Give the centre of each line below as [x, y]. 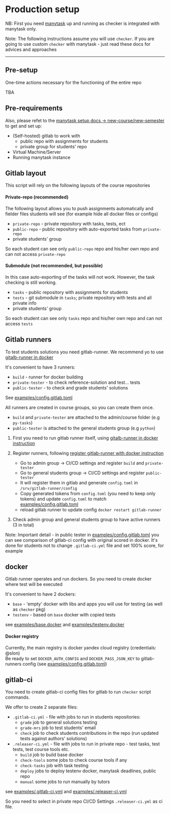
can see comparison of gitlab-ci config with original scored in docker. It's [81, 540]
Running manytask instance [41, 157]
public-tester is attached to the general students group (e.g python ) [84, 428]
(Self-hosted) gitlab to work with [46, 136]
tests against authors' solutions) [54, 739]
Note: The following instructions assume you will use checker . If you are [80, 39]
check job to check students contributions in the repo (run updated [89, 733]
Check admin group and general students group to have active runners [87, 519]
